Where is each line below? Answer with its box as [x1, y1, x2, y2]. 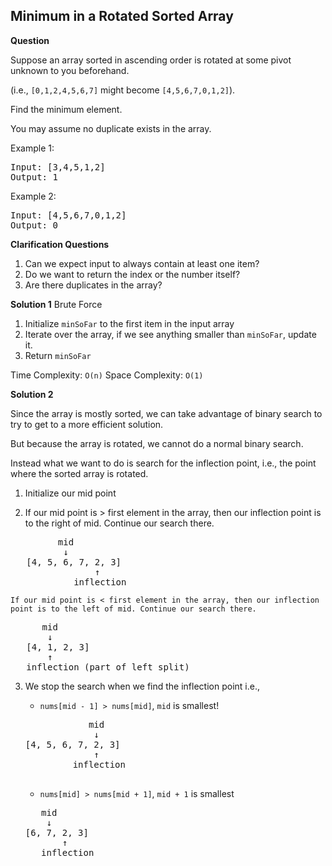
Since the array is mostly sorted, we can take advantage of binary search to [10, 407, 323, 419]
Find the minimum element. [10, 103, 123, 115]
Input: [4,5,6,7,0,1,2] [10, 209, 127, 221]
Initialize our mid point [24, 487, 117, 499]
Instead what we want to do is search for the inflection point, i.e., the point [10, 457, 317, 469]
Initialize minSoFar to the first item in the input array [24, 317, 235, 329]
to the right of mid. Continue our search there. [24, 517, 215, 529]
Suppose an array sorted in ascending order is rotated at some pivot [10, 54, 292, 66]
